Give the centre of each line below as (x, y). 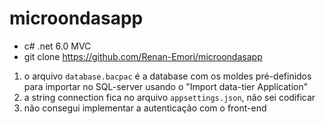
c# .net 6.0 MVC (57, 46)
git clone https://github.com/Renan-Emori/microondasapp (143, 56)
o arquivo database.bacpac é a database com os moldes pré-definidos (167, 76)
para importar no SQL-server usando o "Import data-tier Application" (166, 86)
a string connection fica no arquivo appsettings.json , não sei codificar (169, 97)
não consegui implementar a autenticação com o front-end (145, 108)
